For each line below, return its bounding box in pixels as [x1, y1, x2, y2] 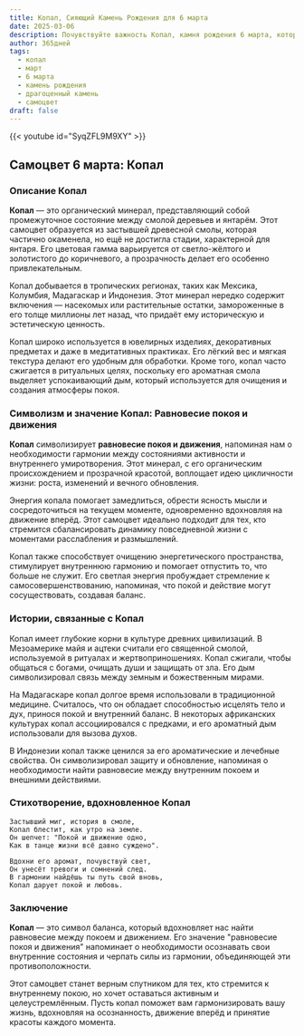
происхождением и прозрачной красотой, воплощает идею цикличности [9, 468, 294, 479]
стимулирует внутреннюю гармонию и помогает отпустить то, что [9, 561, 268, 572]
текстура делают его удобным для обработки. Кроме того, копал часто [9, 355, 287, 366]
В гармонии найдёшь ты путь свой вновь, [9, 872, 165, 882]
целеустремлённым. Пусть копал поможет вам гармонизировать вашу [9, 998, 286, 1009]
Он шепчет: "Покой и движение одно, [9, 833, 147, 842]
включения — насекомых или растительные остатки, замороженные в [9, 299, 285, 310]
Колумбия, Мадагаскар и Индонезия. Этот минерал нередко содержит [9, 289, 285, 300]
